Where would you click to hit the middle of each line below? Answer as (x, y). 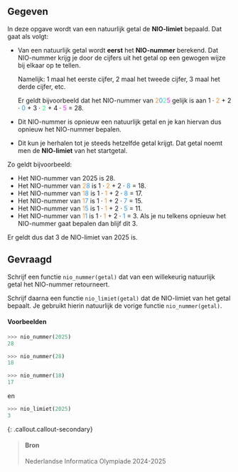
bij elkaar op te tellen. (49, 65)
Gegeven (28, 12)
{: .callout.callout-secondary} (50, 429)
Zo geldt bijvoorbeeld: (40, 164)
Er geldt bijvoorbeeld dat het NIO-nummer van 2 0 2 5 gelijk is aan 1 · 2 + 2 (124, 100)
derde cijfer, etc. (42, 86)
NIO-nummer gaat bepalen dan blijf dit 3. (77, 223)
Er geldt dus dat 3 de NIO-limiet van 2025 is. (72, 237)
